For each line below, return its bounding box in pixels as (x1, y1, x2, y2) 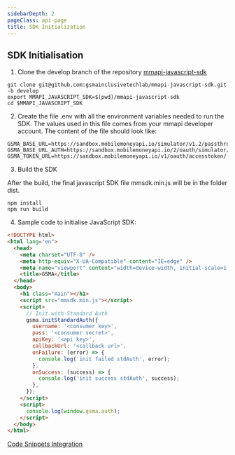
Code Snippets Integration (7, 440, 83, 449)
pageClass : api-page (7, 17, 68, 24)
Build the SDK (17, 165, 57, 174)
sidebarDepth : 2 (7, 10, 55, 18)
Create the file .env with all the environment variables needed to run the (17, 112, 225, 121)
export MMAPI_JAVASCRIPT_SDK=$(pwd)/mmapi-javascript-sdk (7, 94, 180, 101)
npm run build (7, 206, 49, 213)
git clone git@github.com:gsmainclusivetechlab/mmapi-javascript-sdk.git (7, 81, 227, 88)
